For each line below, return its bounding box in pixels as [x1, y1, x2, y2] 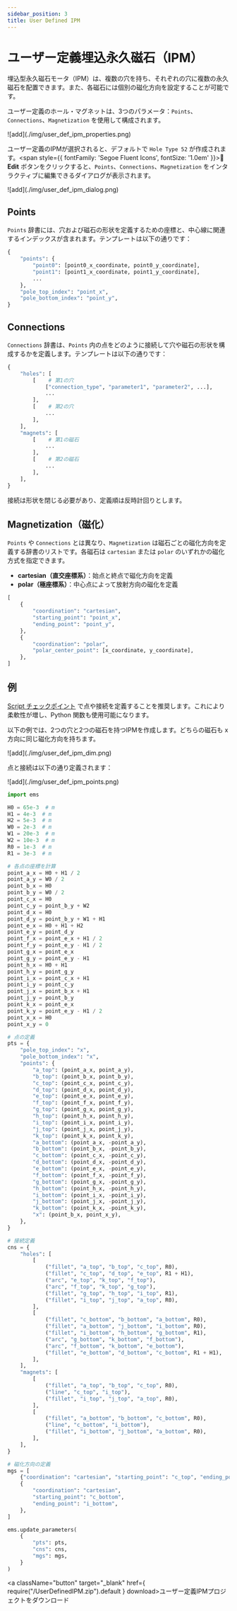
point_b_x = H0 [7, 882, 52, 889]
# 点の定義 [7, 1033, 35, 1041]
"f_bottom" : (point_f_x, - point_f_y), [32, 1171, 147, 1179]
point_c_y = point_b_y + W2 [7, 902, 90, 909]
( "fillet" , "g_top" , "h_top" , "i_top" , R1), [44, 1290, 178, 1297]
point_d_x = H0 [7, 909, 52, 916]
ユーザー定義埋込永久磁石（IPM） [7, 50, 203, 66]
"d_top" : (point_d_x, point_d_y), [32, 1086, 134, 1093]
